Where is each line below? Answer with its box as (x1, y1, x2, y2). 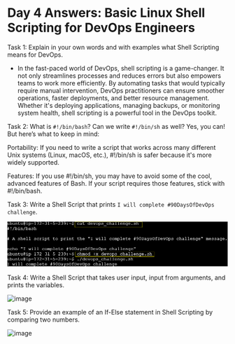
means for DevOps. (7, 50, 63, 59)
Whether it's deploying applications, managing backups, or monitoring (17, 101, 220, 109)
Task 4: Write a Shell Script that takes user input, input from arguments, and (7, 273, 226, 282)
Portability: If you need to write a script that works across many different (7, 143, 216, 151)
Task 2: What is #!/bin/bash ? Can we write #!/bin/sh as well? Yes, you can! (7, 122, 226, 130)
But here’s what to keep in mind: (7, 130, 100, 138)
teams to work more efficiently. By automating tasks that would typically (17, 78, 225, 87)
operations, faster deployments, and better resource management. (17, 93, 210, 102)
